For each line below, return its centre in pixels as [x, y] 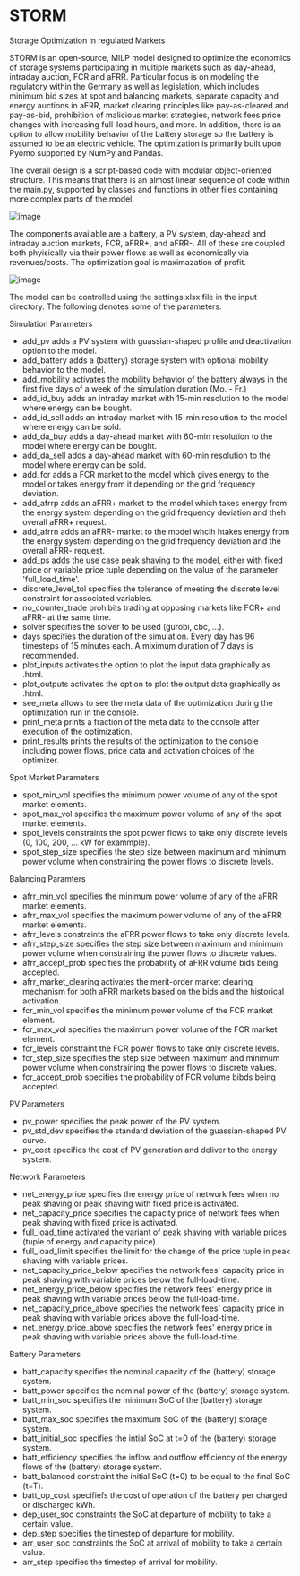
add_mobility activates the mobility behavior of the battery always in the [155, 379]
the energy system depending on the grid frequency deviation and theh [154, 512]
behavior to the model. [64, 369]
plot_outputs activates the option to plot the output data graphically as [151, 684]
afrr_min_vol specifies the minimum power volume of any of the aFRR [150, 896]
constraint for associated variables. [87, 598]
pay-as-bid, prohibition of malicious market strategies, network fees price [146, 115]
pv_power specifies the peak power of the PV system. [121, 1121]
